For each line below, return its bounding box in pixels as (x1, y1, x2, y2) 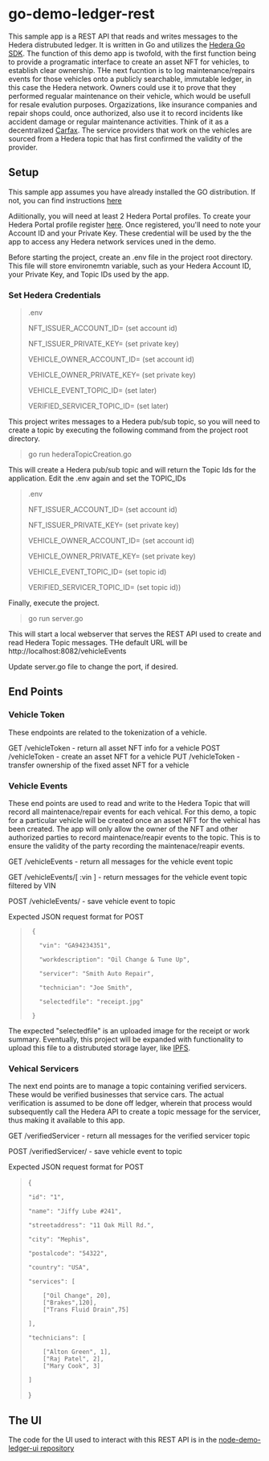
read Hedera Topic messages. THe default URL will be (8, 638, 188, 648)
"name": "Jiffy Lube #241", (27, 1207, 122, 1216)
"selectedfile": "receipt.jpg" (39, 998, 144, 1006)
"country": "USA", (27, 1263, 90, 1272)
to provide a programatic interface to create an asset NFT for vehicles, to (8, 57, 250, 67)
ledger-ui (8, 1443, 39, 1453)
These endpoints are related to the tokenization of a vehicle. (8, 727, 207, 737)
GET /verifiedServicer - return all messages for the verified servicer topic (8, 1131, 251, 1141)
